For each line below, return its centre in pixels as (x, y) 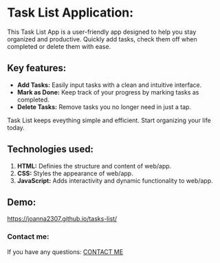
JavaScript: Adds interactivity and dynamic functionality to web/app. (115, 180)
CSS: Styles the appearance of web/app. (75, 173)
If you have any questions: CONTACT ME (65, 252)
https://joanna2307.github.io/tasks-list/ (62, 219)
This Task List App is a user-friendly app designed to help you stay (102, 32)
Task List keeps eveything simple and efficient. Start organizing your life (109, 120)
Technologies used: (51, 149)
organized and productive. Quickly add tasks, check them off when (102, 39)
